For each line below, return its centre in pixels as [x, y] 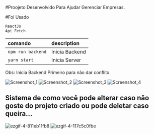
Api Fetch [16, 31]
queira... [19, 114]
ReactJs [13, 26]
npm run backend [27, 52]
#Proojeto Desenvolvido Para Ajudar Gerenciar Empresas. [65, 7]
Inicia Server [66, 60]
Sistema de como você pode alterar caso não [77, 98]
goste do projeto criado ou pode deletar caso [77, 106]
